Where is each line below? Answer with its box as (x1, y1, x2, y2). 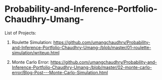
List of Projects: (4, 30, 36, 36)
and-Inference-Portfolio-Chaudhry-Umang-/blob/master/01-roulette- (11, 44, 152, 50)
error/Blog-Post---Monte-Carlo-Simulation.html (11, 69, 108, 75)
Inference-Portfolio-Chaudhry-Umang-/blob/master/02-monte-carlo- (11, 64, 152, 70)
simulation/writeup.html (11, 50, 60, 56)
